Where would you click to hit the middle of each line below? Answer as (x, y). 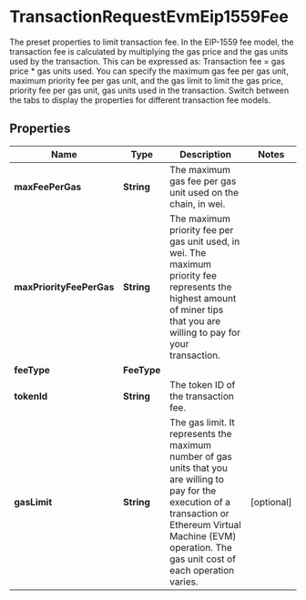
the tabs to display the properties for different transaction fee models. (140, 100)
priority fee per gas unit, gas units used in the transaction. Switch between (149, 90)
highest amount (203, 298)
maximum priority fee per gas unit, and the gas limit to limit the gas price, (147, 80)
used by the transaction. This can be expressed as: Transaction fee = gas (147, 61)
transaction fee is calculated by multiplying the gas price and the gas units (149, 51)
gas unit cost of (203, 559)
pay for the (193, 491)
